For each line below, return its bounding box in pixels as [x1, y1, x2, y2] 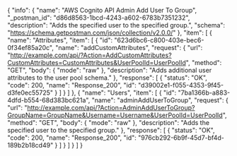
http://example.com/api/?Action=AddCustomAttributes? [10, 51, 172, 59]
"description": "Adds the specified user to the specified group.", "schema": [7, 21, 225, 29]
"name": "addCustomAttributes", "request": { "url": [55, 44, 203, 52]
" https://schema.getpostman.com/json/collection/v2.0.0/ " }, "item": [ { [7, 28, 212, 37]
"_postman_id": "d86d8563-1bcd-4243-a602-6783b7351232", [7, 13, 190, 22]
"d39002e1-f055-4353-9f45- [137, 81, 224, 89]
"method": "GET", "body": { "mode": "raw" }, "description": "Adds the [7, 119, 210, 126]
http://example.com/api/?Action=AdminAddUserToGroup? [27, 104, 195, 112]
